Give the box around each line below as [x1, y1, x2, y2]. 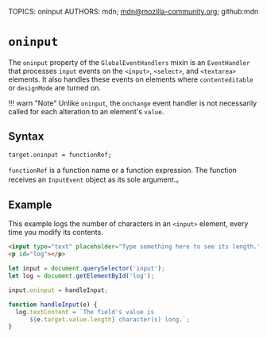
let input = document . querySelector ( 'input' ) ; [8, 265, 165, 273]
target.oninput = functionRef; [8, 151, 112, 159]
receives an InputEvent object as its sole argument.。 [8, 175, 184, 184]
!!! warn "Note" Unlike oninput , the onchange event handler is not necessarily [8, 98, 257, 108]
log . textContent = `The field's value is [15, 308, 155, 316]
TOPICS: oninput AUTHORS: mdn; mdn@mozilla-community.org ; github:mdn [8, 7, 259, 16]
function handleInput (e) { [8, 301, 98, 309]
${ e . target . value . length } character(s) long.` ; [29, 315, 191, 324]
